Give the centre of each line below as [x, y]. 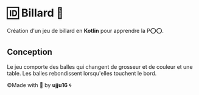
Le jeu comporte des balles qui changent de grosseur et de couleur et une [100, 66]
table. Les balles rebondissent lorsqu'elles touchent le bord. [82, 73]
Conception [30, 52]
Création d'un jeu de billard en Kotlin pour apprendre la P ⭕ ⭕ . [85, 30]
